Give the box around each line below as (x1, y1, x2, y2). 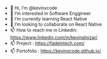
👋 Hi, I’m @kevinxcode (10, 5, 58, 11)
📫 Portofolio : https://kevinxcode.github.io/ (10, 48, 101, 54)
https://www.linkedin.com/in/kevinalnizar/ (10, 34, 98, 41)
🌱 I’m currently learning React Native (10, 16, 88, 22)
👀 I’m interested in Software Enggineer (10, 10, 91, 16)
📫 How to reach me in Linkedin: (10, 27, 78, 33)
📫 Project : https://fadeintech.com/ (10, 40, 85, 46)
